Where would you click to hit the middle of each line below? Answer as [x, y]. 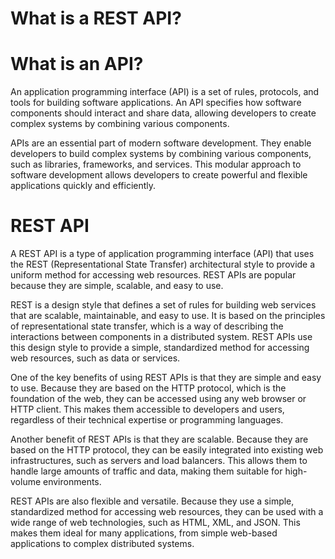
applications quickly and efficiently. [83, 186]
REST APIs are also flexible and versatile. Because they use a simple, [152, 501]
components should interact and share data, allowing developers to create [163, 113]
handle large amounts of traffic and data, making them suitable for [146, 471]
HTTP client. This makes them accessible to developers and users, [147, 409]
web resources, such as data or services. [95, 358]
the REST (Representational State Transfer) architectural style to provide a [163, 264]
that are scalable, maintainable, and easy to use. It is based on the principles [168, 316]
